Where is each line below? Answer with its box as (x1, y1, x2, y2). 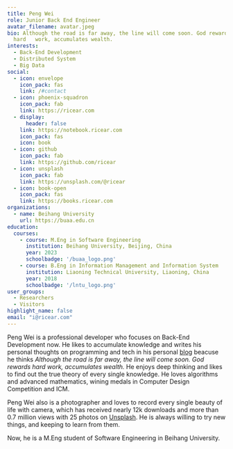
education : (7, 223, 39, 230)
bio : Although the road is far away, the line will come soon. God (7, 29, 207, 37)
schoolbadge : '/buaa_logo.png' (25, 256, 116, 263)
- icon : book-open (13, 185, 67, 192)
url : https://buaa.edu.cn (19, 217, 95, 224)
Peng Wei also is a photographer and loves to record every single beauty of (7, 398, 223, 407)
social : (7, 68, 30, 75)
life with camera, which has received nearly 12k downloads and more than (7, 405, 219, 414)
